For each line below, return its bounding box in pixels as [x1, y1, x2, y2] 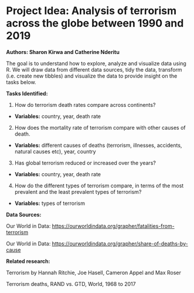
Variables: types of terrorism [14, 200, 85, 207]
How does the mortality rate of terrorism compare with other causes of [14, 124, 186, 131]
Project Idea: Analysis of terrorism [6, 4, 177, 18]
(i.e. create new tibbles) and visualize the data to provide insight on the [6, 72, 178, 79]
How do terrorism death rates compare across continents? [14, 101, 156, 108]
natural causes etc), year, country [14, 148, 96, 155]
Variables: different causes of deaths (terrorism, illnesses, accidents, [14, 142, 182, 149]
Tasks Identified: [6, 90, 48, 97]
